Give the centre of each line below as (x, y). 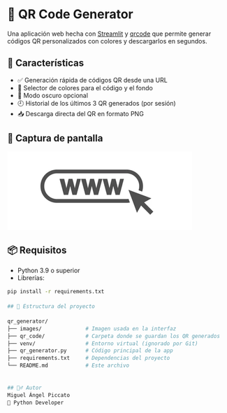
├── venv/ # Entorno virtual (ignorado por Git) (103, 343)
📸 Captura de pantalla (55, 138)
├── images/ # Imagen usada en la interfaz (92, 328)
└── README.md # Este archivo (68, 366)
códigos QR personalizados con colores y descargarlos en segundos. (107, 41)
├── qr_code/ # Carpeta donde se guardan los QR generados (113, 336)
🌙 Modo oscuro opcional (53, 95)
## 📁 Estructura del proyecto (51, 307)
